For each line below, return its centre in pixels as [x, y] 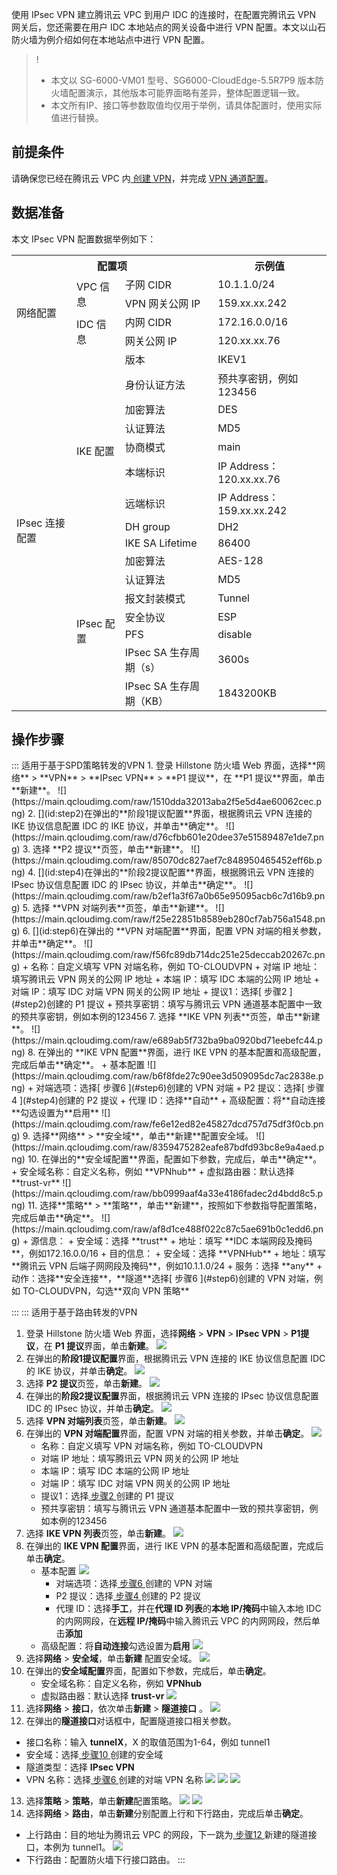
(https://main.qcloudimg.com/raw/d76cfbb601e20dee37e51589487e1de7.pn [167, 837]
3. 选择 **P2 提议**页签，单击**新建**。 [105, 849]
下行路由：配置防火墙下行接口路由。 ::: [105, 1860]
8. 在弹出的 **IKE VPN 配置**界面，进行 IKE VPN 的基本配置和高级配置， [177, 1052]
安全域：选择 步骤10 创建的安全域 [94, 1755]
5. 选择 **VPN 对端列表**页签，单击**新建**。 [118, 908]
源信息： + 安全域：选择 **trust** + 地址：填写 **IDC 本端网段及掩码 [171, 1241]
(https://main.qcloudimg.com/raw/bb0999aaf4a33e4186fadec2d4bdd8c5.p [167, 1194]
